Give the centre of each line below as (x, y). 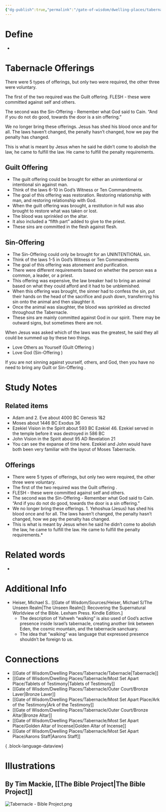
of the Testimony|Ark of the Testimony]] (53, 704)
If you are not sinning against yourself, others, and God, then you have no (80, 362)
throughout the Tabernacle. (40, 312)
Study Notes (31, 388)
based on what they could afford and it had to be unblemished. (76, 286)
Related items (27, 406)
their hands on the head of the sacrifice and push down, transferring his (85, 297)
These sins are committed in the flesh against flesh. (65, 227)
